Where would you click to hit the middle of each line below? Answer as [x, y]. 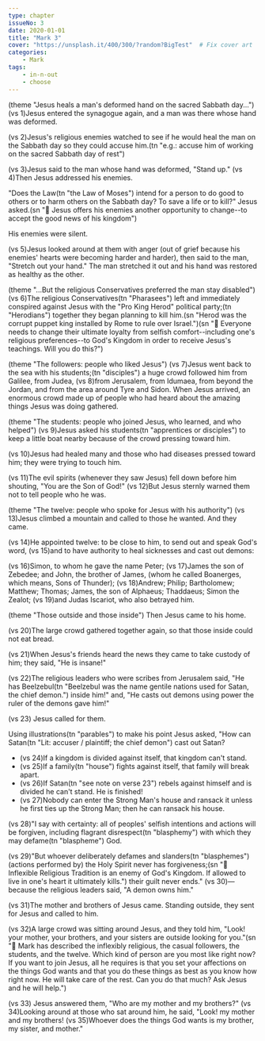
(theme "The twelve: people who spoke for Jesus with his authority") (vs [127, 509]
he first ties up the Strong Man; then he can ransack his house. [122, 808]
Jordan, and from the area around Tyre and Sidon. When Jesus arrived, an [129, 389]
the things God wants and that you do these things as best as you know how [132, 971]
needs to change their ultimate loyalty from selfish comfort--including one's [132, 332]
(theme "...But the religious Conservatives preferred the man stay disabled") [132, 290]
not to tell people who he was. [57, 494]
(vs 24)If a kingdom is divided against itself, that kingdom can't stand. [133, 758]
